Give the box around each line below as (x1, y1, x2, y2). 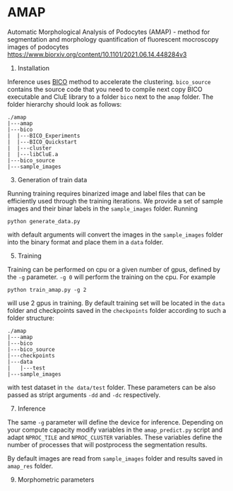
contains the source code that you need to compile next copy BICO (7, 85, 203, 93)
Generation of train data (17, 175, 88, 184)
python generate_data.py (7, 218, 80, 225)
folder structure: (7, 314, 55, 322)
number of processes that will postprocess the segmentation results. (7, 440, 208, 449)
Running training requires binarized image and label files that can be (7, 189, 206, 198)
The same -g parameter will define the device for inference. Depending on (7, 418, 224, 426)
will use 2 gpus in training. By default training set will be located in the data (7, 298, 225, 307)
